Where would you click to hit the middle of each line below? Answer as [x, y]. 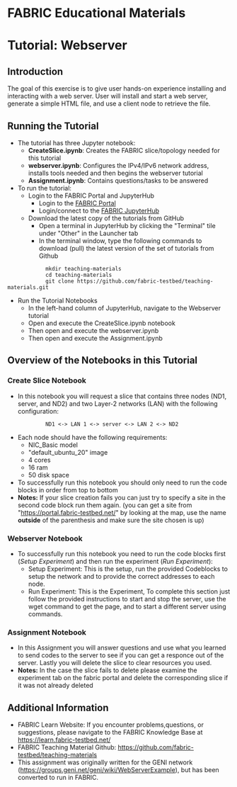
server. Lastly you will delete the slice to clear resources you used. [115, 663]
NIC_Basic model [53, 445]
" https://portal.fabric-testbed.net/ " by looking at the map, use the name [122, 512]
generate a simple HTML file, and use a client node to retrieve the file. [109, 103]
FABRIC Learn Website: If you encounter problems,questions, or [110, 725]
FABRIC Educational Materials [97, 13]
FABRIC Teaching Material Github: [67, 747]
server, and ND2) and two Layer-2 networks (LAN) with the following [117, 403]
